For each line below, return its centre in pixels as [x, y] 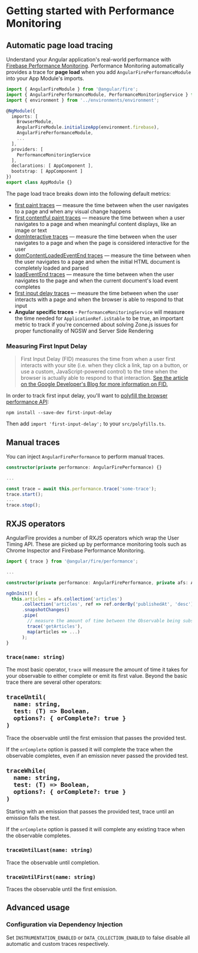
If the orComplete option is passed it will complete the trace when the [90, 750]
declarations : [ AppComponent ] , [52, 166]
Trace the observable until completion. [53, 862]
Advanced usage [38, 908]
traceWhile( [26, 771]
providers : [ [27, 149]
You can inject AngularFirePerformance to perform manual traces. [85, 456]
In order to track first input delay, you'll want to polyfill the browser [87, 396]
